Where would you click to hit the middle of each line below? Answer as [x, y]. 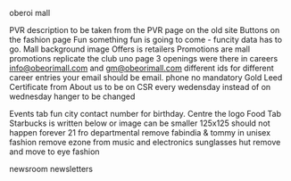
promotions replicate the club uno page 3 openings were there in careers [144, 58]
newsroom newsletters [51, 169]
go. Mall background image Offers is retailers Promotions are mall [130, 49]
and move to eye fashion [54, 152]
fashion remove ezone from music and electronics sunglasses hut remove [145, 142]
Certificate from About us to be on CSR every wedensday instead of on [140, 87]
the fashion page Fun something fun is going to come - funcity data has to [146, 40]
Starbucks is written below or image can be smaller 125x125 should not [140, 123]
